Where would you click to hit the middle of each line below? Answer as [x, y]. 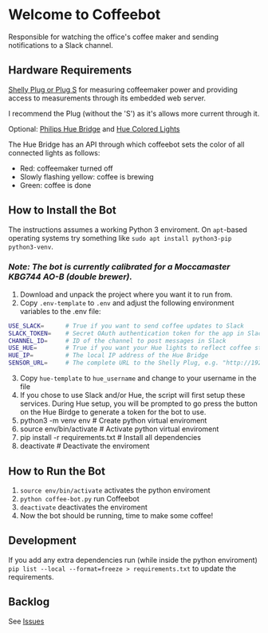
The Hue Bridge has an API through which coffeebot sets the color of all [126, 144]
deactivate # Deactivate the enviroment [85, 446]
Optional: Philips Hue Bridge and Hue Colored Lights [94, 128]
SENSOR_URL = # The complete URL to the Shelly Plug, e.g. [114, 363]
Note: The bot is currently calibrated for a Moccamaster [119, 267]
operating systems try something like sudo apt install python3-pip [120, 238]
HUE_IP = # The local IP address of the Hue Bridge [108, 356]
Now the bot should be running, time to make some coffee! [116, 515]
